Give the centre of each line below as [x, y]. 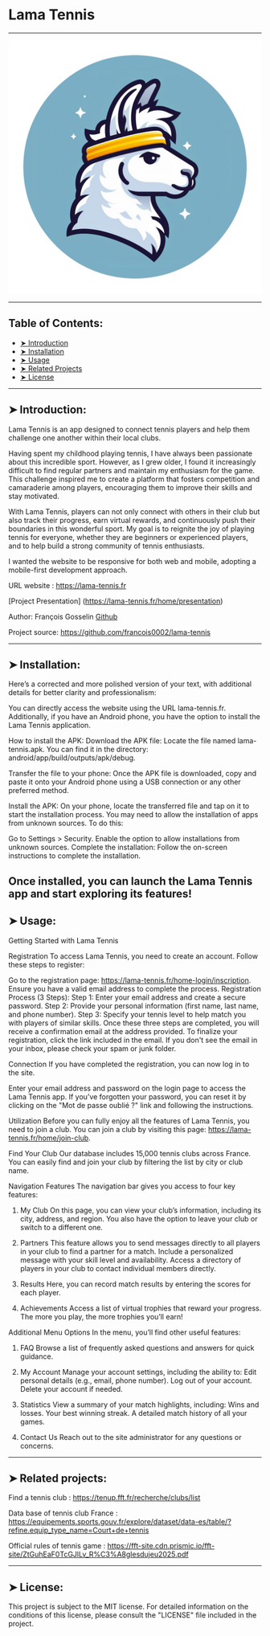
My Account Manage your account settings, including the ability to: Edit [138, 1372]
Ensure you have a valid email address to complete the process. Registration [135, 988]
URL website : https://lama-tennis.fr [67, 585]
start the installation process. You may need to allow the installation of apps [133, 815]
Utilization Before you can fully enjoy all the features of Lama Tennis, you [129, 1121]
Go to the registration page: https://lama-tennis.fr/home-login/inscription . [130, 980]
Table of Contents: [56, 323]
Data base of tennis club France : [63, 1513]
